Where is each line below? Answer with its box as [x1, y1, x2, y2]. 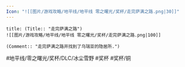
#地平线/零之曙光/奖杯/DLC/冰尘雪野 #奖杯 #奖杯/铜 [6, 54, 131, 62]
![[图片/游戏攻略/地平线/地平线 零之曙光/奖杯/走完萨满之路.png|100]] [6, 32, 162, 38]
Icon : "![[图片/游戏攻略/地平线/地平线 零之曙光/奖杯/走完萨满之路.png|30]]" [6, 8, 180, 15]
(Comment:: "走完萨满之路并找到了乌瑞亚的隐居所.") [6, 43, 120, 49]
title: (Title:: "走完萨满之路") [6, 26, 83, 32]
